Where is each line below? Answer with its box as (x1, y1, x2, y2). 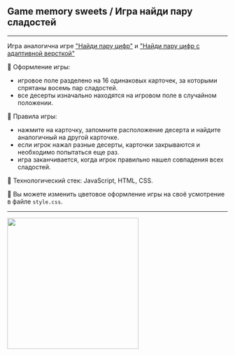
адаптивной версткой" (7, 49, 76, 57)
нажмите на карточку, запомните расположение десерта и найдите (17, 125, 221, 134)
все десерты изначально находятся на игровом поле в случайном (17, 91, 217, 99)
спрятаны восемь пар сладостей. (17, 83, 118, 92)
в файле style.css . (7, 197, 63, 206)
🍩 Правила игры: (7, 112, 57, 120)
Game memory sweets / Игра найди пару (7, 6, 193, 17)
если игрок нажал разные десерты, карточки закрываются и (17, 140, 201, 149)
